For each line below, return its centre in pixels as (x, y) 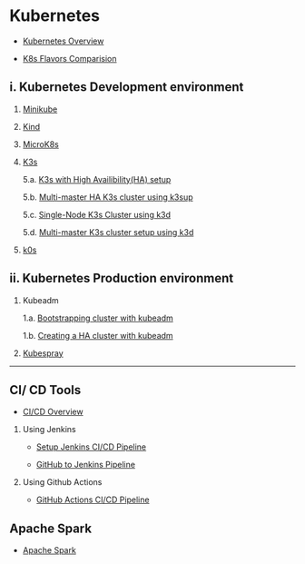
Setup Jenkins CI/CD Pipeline (91, 447)
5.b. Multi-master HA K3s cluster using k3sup (108, 197)
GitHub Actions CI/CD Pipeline (93, 500)
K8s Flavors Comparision (69, 58)
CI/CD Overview (53, 412)
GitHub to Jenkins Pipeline (86, 465)
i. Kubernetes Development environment (127, 87)
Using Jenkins (49, 430)
